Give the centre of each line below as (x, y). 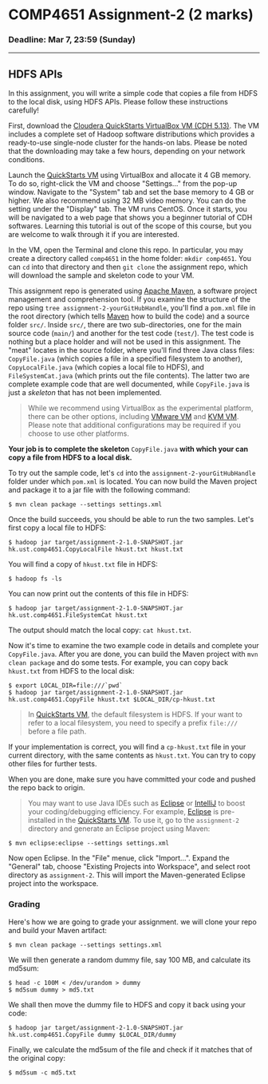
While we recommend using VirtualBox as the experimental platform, (140, 408)
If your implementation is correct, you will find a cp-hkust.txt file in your (127, 747)
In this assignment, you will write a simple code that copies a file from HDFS (133, 93)
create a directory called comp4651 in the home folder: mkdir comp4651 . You (130, 259)
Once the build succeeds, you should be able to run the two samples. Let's (131, 520)
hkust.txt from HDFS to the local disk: (71, 671)
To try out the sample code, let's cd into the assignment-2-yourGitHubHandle (132, 473)
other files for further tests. (53, 764)
